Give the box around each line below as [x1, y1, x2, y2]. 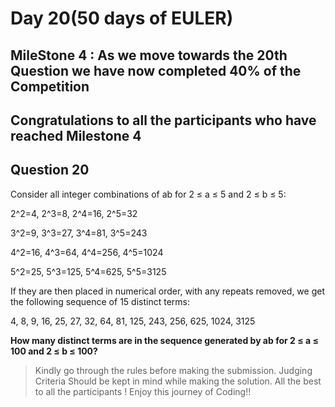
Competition [10, 78, 90, 95]
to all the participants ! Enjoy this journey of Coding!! [34, 385, 252, 397]
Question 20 [10, 162, 90, 179]
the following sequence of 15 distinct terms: [10, 295, 190, 307]
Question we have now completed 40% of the [10, 62, 302, 79]
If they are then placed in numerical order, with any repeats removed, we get [10, 285, 325, 297]
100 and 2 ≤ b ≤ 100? [10, 345, 98, 357]
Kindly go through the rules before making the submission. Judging [34, 364, 313, 376]
